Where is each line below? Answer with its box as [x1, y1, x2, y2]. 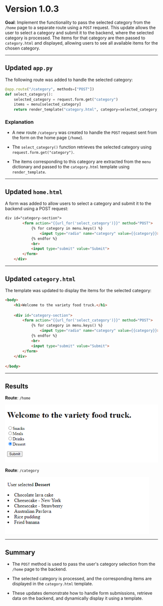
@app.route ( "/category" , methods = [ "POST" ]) [5, 86, 95, 92]
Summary [5, 548, 35, 557]
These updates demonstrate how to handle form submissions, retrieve [12, 590, 153, 596]
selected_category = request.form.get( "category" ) [14, 97, 118, 102]
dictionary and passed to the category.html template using [12, 164, 130, 170]
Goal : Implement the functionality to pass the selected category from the [5, 19, 151, 25]
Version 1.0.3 [5, 3, 59, 15]
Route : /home [5, 394, 31, 401]
